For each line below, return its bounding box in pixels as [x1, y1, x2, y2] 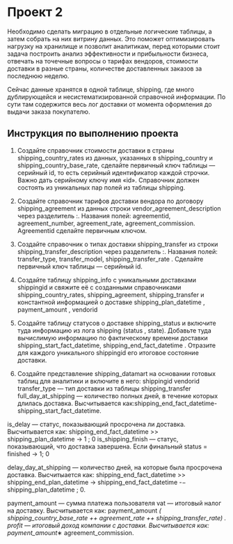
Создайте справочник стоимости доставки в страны [17, 146, 175, 154]
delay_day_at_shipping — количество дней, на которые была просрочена [7, 463, 223, 471]
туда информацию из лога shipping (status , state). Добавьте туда [17, 326, 212, 335]
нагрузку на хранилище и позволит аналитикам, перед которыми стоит [7, 42, 220, 50]
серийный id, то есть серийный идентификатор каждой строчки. [17, 168, 210, 176]
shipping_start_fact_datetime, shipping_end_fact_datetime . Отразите [17, 341, 216, 349]
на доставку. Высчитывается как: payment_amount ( [7, 506, 162, 515]
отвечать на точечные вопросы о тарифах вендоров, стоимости [7, 56, 198, 65]
